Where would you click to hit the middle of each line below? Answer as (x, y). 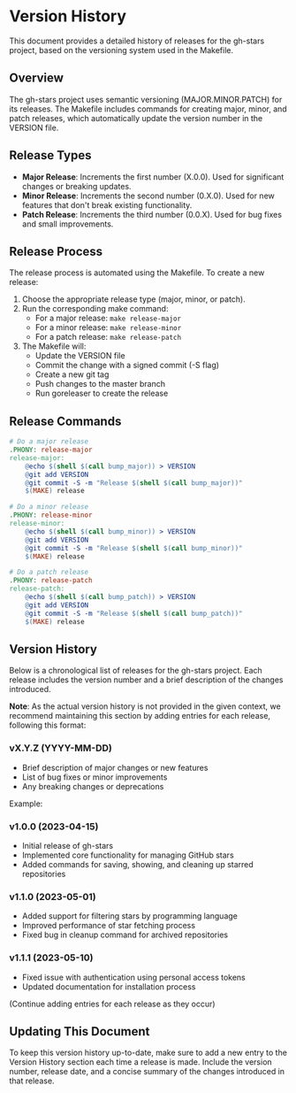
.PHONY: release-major (51, 450)
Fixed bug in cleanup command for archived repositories (125, 935)
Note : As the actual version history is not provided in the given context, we (145, 706)
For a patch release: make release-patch (108, 337)
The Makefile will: (54, 346)
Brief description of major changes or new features (115, 767)
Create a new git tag (72, 374)
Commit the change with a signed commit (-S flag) (127, 366)
